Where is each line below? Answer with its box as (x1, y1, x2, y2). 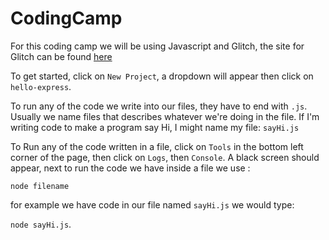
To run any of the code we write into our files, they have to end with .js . (10, 100, 308, 112)
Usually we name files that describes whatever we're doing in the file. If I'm (10, 110, 320, 122)
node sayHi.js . (10, 218, 72, 230)
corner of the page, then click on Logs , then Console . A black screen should (10, 151, 320, 163)
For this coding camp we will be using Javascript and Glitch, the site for (10, 40, 305, 52)
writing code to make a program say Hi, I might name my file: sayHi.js (10, 121, 300, 133)
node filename (10, 181, 70, 191)
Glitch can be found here (10, 50, 113, 62)
